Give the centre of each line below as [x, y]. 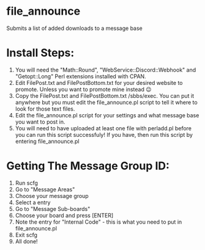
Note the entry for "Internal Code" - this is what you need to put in [99, 222]
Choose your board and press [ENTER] [64, 215]
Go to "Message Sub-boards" [53, 208]
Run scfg [27, 183]
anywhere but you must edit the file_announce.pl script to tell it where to [106, 102]
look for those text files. [45, 109]
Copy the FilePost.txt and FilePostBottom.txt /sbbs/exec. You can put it [105, 95]
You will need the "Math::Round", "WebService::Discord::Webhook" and [106, 70]
